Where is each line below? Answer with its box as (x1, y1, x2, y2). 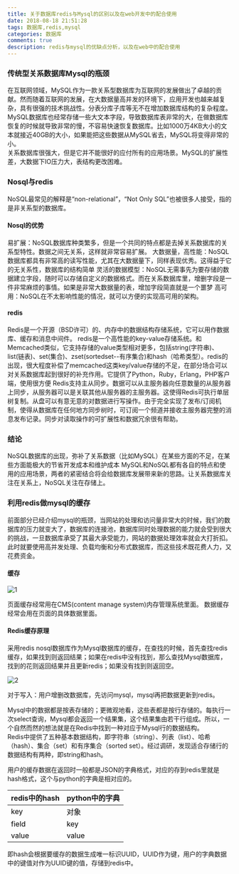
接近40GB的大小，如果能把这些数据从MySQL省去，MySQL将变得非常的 (19, 131, 229, 139)
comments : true (7, 37, 53, 44)
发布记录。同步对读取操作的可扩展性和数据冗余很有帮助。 (13, 415, 182, 423)
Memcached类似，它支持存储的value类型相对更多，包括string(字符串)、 (7, 343, 218, 352)
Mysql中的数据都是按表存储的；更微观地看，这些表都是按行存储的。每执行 (7, 706, 225, 714)
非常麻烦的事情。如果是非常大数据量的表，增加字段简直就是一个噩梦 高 (13, 283, 221, 291)
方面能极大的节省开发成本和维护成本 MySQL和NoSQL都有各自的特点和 (13, 461, 220, 469)
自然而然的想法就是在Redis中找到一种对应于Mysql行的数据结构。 (13, 723, 204, 732)
